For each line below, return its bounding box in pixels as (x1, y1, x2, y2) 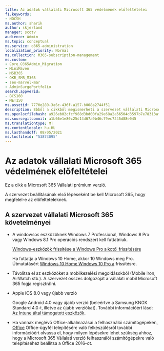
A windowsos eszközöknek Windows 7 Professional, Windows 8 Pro (12, 231, 150, 237)
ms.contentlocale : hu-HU (5, 125, 56, 130)
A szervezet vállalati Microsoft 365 (5, 211, 114, 219)
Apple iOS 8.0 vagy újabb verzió (12, 290, 77, 296)
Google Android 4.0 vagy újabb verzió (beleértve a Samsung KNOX (12, 299, 147, 306)
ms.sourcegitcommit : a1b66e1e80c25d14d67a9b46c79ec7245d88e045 (5, 116, 137, 121)
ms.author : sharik (5, 21, 42, 26)
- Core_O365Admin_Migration (5, 62, 62, 66)
